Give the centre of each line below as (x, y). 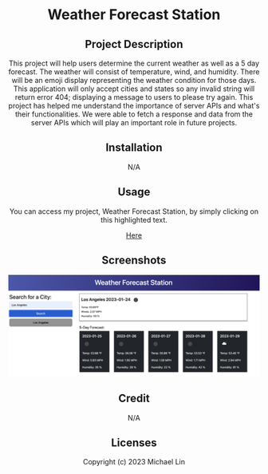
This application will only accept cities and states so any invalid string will (134, 89)
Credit (134, 399)
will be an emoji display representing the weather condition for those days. (134, 80)
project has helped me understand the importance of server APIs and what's (134, 106)
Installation (134, 148)
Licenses (134, 442)
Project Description (134, 44)
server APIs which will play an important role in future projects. (134, 122)
